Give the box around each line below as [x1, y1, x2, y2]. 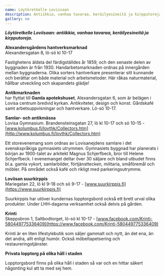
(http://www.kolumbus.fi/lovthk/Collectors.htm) [5, 131, 101, 137]
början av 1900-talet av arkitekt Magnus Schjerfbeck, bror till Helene [5, 151, 144, 156]
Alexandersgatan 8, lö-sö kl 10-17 [5, 50, 73, 56]
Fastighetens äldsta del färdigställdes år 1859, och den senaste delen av [5, 60, 151, 65]
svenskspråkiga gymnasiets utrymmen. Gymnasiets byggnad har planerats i [5, 146, 159, 152]
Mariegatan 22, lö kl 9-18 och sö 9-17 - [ [5, 181, 87, 187]
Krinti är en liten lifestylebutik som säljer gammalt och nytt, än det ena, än [5, 231, 154, 237]
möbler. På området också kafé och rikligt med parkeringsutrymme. [5, 166, 142, 172]
